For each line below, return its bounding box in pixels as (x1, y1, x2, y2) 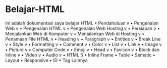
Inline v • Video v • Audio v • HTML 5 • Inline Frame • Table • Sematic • (5, 51, 155, 58)
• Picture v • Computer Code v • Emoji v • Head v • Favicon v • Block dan (5, 46, 160, 52)
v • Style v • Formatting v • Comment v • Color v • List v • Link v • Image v (5, 41, 162, 47)
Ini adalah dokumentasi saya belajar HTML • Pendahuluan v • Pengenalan (5, 20, 159, 26)
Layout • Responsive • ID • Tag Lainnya (5, 57, 88, 63)
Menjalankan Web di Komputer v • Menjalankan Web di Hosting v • (5, 30, 145, 36)
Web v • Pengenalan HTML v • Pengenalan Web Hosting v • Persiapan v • (5, 25, 160, 31)
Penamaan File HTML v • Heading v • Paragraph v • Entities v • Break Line (5, 36, 161, 42)
